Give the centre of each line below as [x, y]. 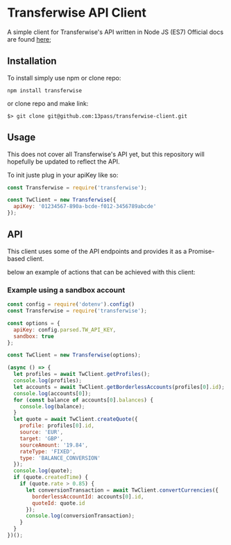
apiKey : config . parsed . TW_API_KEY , [65, 330]
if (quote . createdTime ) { [51, 477]
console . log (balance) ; [52, 406]
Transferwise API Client [77, 13]
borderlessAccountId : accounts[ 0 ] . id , [88, 496]
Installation [32, 61]
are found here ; [29, 39]
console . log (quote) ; [43, 471]
